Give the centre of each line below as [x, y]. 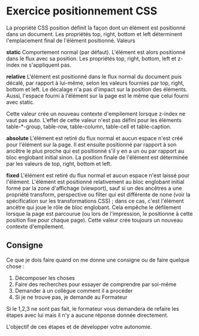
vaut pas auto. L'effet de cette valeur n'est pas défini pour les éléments [94, 120]
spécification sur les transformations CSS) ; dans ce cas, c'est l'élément [95, 201]
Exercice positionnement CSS [82, 11]
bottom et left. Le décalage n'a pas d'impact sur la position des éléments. [97, 89]
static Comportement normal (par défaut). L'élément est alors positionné [96, 52]
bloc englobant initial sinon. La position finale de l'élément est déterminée [97, 157]
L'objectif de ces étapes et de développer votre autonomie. [79, 326]
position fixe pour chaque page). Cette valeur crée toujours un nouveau [94, 220]
